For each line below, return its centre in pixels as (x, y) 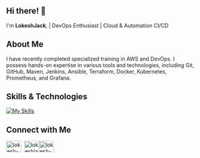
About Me (25, 45)
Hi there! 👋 (26, 11)
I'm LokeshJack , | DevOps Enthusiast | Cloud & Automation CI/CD (87, 25)
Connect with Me (39, 130)
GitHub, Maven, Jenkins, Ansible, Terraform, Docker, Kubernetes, (87, 71)
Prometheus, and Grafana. (39, 78)
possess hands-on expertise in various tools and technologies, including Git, (100, 65)
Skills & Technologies (47, 97)
